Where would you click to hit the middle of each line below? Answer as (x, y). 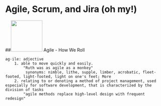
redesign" (16, 98)
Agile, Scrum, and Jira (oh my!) (71, 9)
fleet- (149, 72)
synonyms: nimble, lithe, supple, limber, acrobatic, (83, 72)
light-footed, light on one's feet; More (67, 76)
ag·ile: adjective (24, 59)
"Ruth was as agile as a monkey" (58, 68)
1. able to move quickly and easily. (54, 63)
